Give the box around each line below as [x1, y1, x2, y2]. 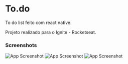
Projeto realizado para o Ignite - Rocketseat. [5, 29, 96, 35]
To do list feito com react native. [5, 19, 72, 25]
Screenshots [5, 41, 37, 48]
